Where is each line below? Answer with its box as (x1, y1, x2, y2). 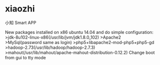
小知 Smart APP (5, 20, 36, 25)
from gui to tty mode (5, 54, 46, 60)
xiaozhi (5, 3, 35, 14)
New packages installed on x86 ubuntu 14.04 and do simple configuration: (5, 29, 154, 35)
